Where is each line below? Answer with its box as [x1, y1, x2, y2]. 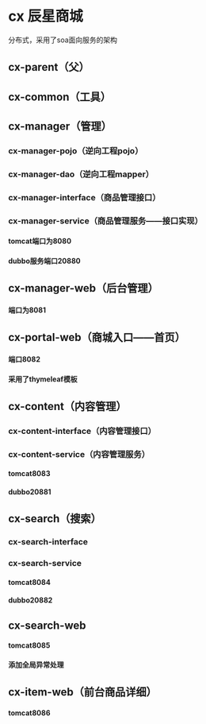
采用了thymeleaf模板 [8, 374, 78, 384]
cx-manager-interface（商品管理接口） [8, 192, 161, 203]
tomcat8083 [8, 469, 51, 478]
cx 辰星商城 [8, 7, 83, 25]
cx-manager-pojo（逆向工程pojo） [8, 145, 143, 157]
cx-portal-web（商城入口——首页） [8, 331, 186, 344]
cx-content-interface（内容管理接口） [8, 425, 157, 436]
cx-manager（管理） [8, 120, 113, 134]
